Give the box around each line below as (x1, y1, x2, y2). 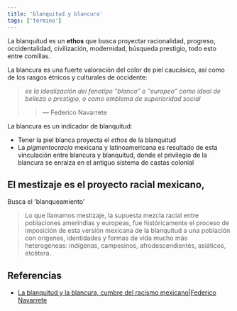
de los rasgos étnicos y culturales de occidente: (7, 72, 148, 82)
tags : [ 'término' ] (7, 17, 62, 24)
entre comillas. (7, 51, 51, 60)
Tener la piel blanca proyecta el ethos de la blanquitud (17, 136, 176, 144)
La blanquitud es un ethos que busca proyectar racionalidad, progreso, (7, 36, 216, 45)
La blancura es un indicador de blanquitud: (7, 121, 133, 130)
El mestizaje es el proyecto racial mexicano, (7, 178, 205, 190)
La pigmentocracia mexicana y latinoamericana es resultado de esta (17, 143, 218, 151)
